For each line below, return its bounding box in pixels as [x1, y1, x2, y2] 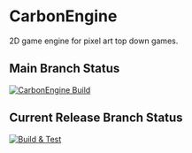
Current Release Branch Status [9, 111, 183, 126]
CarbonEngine [9, 6, 118, 27]
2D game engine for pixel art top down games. [9, 35, 179, 46]
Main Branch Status [9, 61, 120, 76]
